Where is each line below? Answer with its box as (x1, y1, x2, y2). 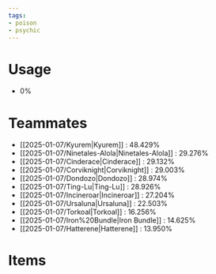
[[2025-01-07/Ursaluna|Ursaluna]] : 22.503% (19, 199, 168, 208)
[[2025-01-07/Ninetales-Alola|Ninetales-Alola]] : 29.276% (19, 148, 209, 158)
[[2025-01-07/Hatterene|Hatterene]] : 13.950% (19, 224, 172, 234)
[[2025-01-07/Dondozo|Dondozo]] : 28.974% (19, 174, 168, 183)
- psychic (8, 26, 41, 34)
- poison (8, 19, 37, 27)
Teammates (8, 114, 88, 132)
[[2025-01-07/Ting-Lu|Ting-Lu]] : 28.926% (19, 182, 161, 192)
